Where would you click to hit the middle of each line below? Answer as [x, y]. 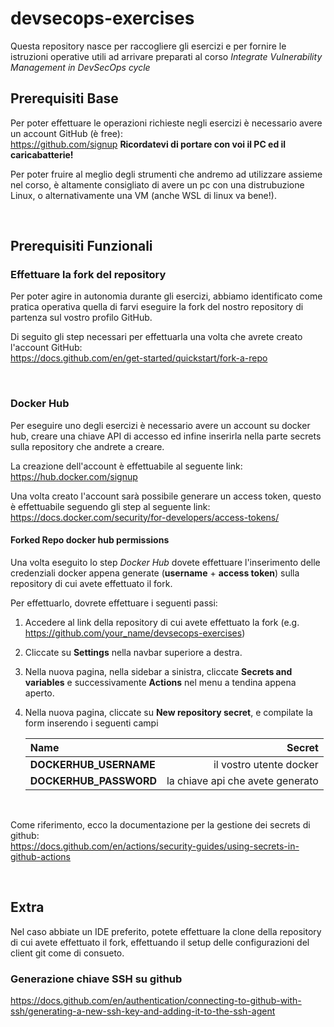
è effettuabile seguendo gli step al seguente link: [110, 506]
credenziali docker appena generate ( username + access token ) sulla [155, 573]
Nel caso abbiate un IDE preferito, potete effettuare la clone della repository [166, 931]
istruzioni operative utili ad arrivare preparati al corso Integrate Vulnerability [166, 56]
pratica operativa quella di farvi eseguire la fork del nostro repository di [157, 307]
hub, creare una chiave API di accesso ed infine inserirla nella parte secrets [166, 436]
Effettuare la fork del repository [88, 275]
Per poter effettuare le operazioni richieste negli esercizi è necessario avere [166, 123]
